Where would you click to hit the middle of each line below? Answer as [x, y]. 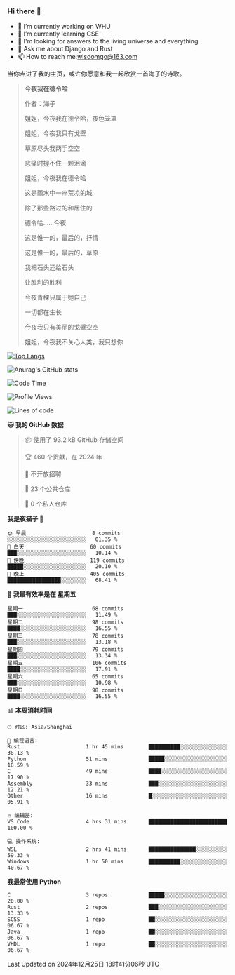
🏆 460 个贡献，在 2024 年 [63, 457]
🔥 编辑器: [20, 816]
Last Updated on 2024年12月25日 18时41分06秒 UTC [83, 964]
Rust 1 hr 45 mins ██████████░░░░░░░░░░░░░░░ [117, 747]
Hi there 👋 [25, 11]
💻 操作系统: [24, 842]
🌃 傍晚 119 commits [66, 560]
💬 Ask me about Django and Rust [65, 49]
